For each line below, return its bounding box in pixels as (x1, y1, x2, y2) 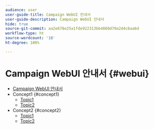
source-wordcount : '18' (5, 36, 56, 41)
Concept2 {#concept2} (12, 107, 61, 113)
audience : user (5, 7, 37, 13)
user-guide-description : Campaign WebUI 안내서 (5, 17, 105, 22)
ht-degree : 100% (5, 40, 40, 45)
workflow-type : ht (5, 31, 44, 36)
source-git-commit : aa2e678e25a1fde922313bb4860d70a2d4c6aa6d (5, 26, 139, 31)
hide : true (5, 21, 28, 27)
